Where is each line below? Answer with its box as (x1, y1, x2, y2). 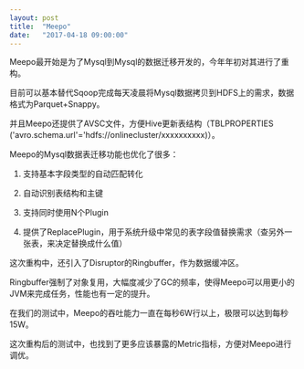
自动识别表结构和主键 (22, 188, 103, 199)
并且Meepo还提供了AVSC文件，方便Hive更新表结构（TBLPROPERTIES (9, 118, 274, 129)
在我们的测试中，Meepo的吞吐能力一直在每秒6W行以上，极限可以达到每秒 (9, 308, 289, 319)
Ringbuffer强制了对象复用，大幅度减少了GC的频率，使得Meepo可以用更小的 (9, 277, 295, 288)
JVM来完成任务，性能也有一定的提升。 (9, 289, 155, 300)
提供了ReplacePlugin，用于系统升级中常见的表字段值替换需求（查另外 (22, 227, 285, 237)
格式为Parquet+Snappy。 (9, 99, 105, 110)
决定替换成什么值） (54, 238, 128, 249)
